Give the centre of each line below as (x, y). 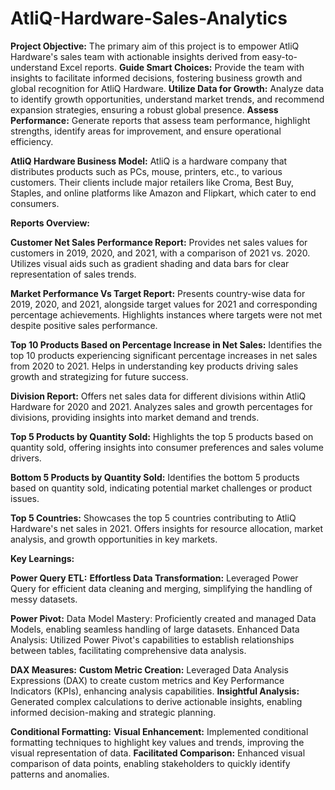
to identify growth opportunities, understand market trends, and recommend (167, 99)
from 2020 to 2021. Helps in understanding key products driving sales (154, 366)
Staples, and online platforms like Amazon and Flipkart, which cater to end (163, 193)
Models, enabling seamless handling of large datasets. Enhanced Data (155, 629)
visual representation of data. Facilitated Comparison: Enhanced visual (158, 753)
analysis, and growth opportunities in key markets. (114, 539)
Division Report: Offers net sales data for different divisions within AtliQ (158, 396)
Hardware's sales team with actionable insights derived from (135, 56)
